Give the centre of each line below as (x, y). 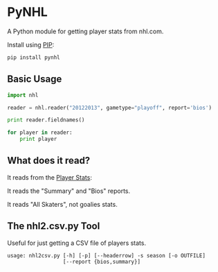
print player (38, 139)
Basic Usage (35, 79)
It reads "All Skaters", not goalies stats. (62, 204)
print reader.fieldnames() (46, 120)
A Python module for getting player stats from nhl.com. (85, 31)
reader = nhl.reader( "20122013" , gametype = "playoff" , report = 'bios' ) (110, 108)
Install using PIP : (31, 44)
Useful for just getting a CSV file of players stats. (77, 243)
